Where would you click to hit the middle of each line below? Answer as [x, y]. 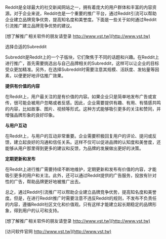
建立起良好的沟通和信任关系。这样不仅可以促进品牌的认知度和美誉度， [85, 142]
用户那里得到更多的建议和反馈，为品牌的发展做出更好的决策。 [81, 148]
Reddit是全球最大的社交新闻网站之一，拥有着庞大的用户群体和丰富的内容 [79, 7]
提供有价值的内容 [22, 86]
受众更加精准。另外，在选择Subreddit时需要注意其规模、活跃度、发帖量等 [80, 69]
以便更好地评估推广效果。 [40, 76]
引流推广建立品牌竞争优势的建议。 [40, 26]
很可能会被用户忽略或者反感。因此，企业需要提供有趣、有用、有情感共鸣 [87, 103]
